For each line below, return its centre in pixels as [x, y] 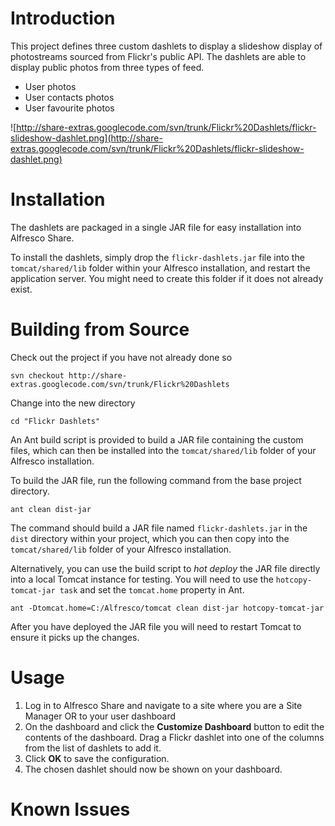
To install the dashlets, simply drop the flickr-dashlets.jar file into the [157, 257]
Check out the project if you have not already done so [121, 357]
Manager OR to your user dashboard [100, 716]
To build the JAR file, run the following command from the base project [156, 480]
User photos [50, 86]
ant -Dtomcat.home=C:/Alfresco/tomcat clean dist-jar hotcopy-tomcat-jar [167, 608]
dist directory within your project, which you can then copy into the [150, 538]
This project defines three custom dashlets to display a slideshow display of [166, 46]
